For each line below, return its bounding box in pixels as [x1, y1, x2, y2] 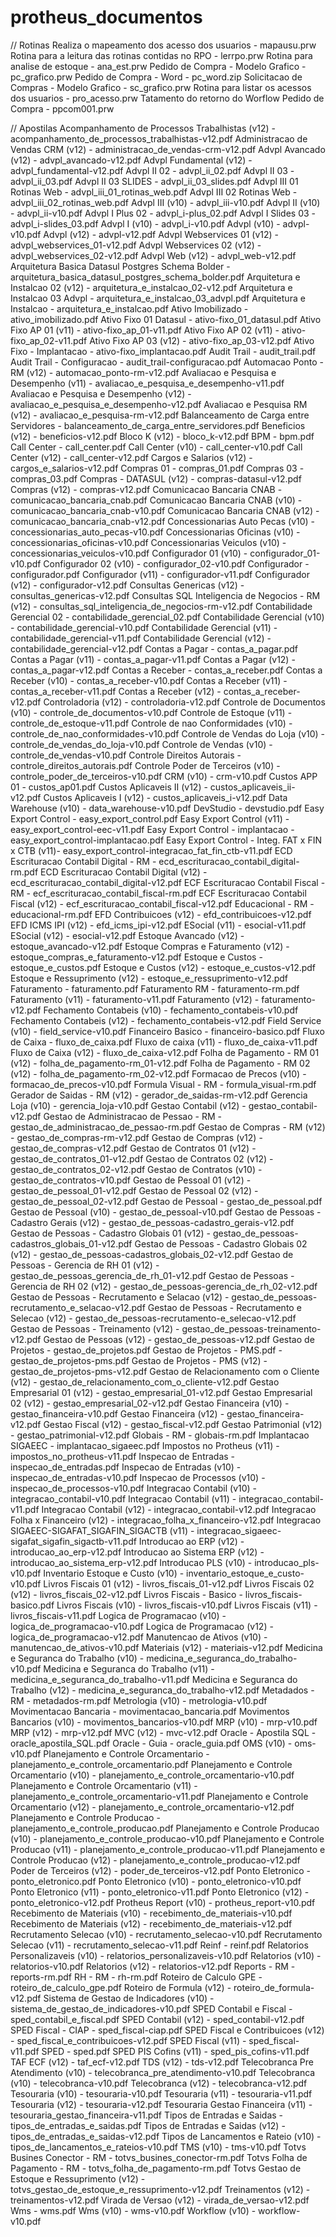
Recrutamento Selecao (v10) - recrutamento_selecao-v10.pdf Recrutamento [10, 1928, 323, 1940]
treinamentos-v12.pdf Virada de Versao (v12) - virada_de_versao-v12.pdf [10, 2194, 310, 2206]
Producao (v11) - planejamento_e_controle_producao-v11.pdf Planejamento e [10, 1843, 326, 1855]
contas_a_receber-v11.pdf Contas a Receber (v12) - [10, 685, 222, 697]
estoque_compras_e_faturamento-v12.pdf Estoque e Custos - [10, 951, 263, 963]
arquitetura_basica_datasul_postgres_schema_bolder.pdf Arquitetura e [10, 271, 301, 283]
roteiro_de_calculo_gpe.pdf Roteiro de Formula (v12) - [10, 1981, 232, 1993]
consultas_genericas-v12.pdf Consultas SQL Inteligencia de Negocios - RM [10, 589, 321, 601]
